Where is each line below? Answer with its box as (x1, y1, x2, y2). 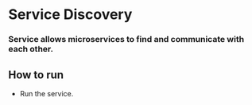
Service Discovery (8, 6, 133, 24)
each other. (8, 43, 54, 54)
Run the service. (19, 88, 74, 98)
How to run (8, 68, 64, 81)
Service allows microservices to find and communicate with (8, 34, 245, 45)
